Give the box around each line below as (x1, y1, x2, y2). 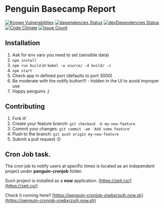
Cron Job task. (5, 150, 51, 158)
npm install (12, 58, 37, 63)
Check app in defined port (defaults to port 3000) (12, 72, 113, 79)
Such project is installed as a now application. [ (5, 178, 100, 184)
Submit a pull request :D (12, 136, 61, 142)
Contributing (5, 103, 45, 111)
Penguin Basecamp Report (5, 3, 116, 15)
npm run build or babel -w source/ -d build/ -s (12, 62, 112, 68)
